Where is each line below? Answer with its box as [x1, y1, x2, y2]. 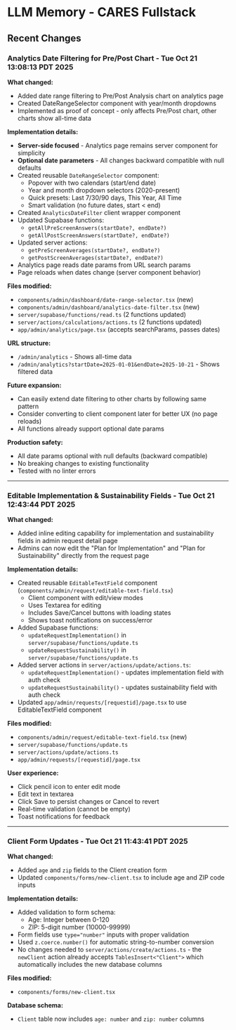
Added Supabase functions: [17, 623, 98, 632]
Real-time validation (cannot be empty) [17, 805, 131, 814]
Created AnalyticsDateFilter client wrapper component [17, 208, 181, 216]
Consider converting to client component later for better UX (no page [17, 409, 218, 418]
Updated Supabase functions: [17, 216, 105, 224]
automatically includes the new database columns [17, 960, 163, 969]
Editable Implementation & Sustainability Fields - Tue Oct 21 [7, 490, 215, 500]
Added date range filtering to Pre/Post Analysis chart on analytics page [17, 91, 223, 100]
